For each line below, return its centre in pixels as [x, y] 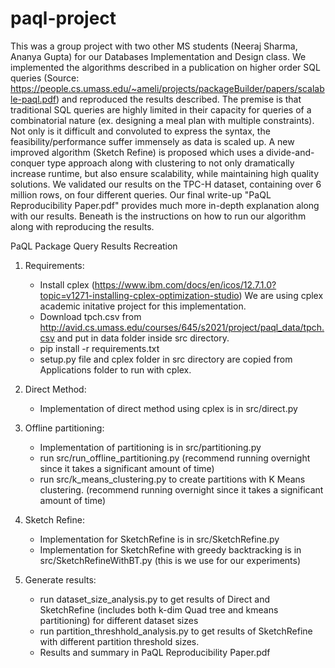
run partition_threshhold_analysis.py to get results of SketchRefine [176, 631]
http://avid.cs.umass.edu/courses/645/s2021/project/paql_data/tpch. [182, 327]
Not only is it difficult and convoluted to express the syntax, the [140, 131]
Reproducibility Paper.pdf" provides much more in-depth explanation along [165, 205]
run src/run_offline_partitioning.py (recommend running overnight [175, 458]
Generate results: [60, 579]
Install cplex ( [67, 284]
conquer [27, 163]
